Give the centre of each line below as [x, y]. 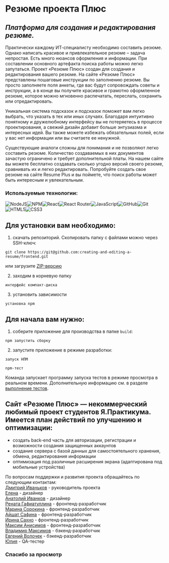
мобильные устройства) [39, 467]
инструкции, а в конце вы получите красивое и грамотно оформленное [83, 91]
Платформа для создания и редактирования [80, 28]
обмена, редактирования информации [54, 456]
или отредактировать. [29, 101]
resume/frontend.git [27, 257]
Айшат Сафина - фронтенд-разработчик [48, 514]
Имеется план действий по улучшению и [73, 420]
